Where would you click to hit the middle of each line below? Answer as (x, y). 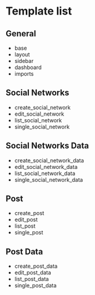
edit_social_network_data (46, 167)
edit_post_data (33, 273)
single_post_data (35, 285)
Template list (39, 11)
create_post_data (36, 266)
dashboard (28, 67)
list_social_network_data (45, 173)
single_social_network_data (48, 179)
